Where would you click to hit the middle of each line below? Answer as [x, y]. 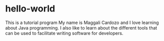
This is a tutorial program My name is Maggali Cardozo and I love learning [82, 22]
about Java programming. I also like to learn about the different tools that [81, 27]
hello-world [30, 9]
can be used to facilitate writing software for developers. [64, 33]
